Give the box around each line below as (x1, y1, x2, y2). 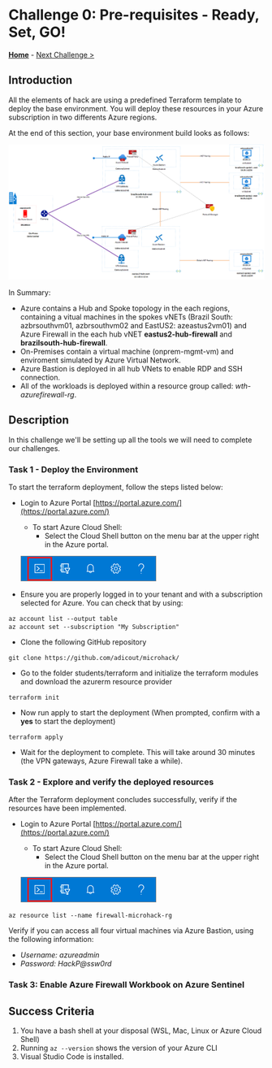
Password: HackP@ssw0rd (19, 959, 112, 969)
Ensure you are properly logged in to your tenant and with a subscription (19, 589, 263, 599)
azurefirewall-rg (19, 390, 75, 400)
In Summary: (8, 288, 51, 297)
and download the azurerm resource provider (19, 677, 173, 687)
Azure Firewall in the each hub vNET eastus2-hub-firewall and (19, 329, 233, 339)
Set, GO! (8, 23, 67, 41)
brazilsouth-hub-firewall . (19, 338, 108, 348)
